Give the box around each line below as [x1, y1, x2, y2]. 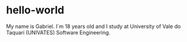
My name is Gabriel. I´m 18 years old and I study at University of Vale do [6, 23, 181, 30]
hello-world [6, 3, 65, 17]
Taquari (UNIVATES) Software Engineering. [6, 29, 111, 36]
